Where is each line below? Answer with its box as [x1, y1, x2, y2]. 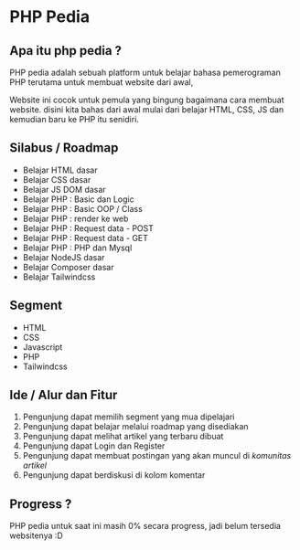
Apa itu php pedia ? [9, 43, 122, 58]
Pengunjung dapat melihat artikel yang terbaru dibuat [22, 431, 224, 442]
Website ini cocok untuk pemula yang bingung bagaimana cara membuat [9, 94, 285, 105]
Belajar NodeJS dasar [22, 251, 105, 262]
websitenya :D [9, 530, 64, 541]
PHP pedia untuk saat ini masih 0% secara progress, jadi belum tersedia [9, 521, 282, 532]
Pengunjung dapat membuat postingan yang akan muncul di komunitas [22, 450, 292, 461]
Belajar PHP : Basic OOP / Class [22, 203, 144, 214]
